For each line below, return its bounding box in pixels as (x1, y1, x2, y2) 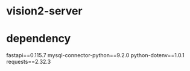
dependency (6, 32, 71, 46)
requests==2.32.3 (6, 58, 51, 66)
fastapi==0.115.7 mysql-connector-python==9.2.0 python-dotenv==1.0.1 (6, 52, 185, 59)
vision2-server (6, 4, 83, 18)
